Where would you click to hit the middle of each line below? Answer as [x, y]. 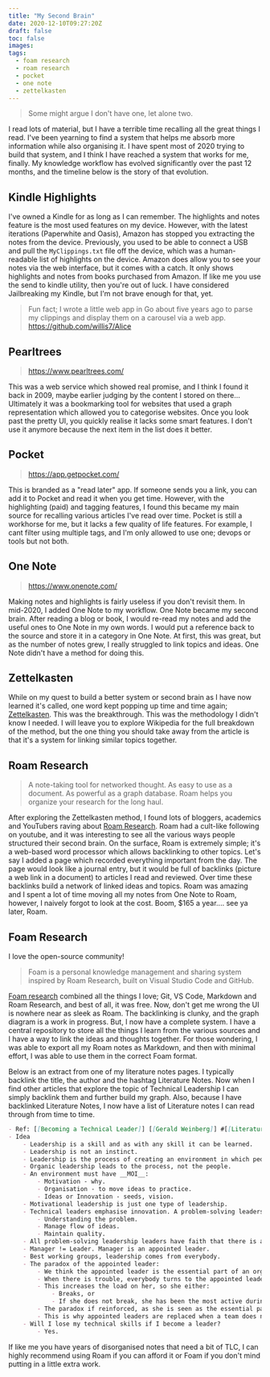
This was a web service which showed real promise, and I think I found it [129, 387]
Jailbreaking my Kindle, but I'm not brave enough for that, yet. [111, 294]
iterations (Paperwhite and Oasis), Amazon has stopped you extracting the [132, 234]
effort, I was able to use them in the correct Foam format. [103, 1057]
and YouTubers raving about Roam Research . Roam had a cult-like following [134, 826]
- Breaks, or [73, 1294]
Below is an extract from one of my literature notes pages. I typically [121, 1072]
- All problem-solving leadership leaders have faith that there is [140, 1242]
